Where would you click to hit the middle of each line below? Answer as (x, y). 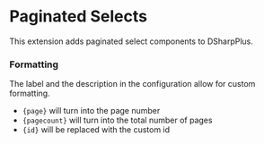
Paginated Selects (79, 17)
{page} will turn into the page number (91, 111)
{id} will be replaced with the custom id (96, 130)
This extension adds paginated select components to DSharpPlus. (131, 41)
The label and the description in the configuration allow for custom (132, 84)
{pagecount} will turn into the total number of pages (117, 120)
